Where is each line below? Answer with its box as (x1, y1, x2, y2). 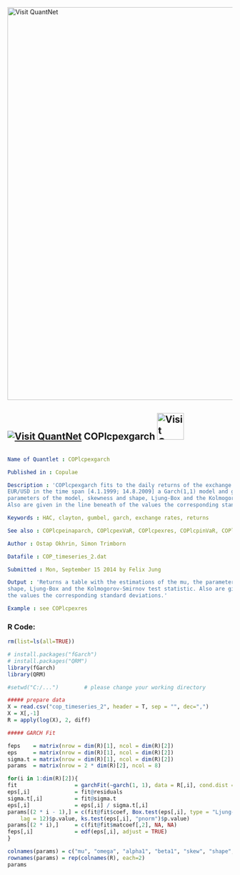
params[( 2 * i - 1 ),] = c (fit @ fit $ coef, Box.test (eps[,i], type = (7, 808, 209, 816)
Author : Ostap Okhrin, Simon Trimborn (7, 540, 126, 547)
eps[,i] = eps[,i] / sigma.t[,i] (7, 801, 149, 809)
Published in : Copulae (7, 469, 79, 476)
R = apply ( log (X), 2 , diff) (7, 716, 91, 724)
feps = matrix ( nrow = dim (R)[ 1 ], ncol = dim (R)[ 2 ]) (7, 742, 174, 749)
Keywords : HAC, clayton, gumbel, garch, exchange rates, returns (7, 514, 209, 521)
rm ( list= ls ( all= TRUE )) (7, 638, 75, 646)
